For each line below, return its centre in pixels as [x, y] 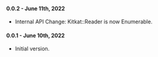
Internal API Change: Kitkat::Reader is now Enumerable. [84, 22]
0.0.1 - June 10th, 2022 [35, 35]
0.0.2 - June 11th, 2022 [35, 8]
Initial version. [32, 49]
